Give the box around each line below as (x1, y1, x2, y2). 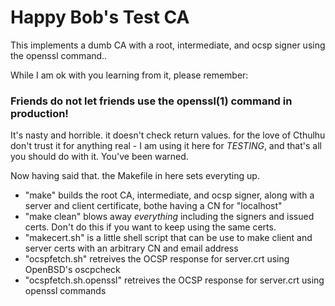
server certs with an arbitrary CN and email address (24, 242, 239, 255)
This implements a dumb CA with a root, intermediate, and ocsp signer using (10, 39, 326, 51)
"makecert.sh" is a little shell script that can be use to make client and (24, 232, 313, 244)
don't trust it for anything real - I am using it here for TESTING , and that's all (10, 140, 322, 152)
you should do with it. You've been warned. (10, 151, 189, 163)
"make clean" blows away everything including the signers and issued (24, 211, 315, 223)
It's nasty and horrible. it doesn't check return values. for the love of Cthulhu (10, 129, 326, 141)
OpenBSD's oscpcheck (24, 264, 121, 276)
